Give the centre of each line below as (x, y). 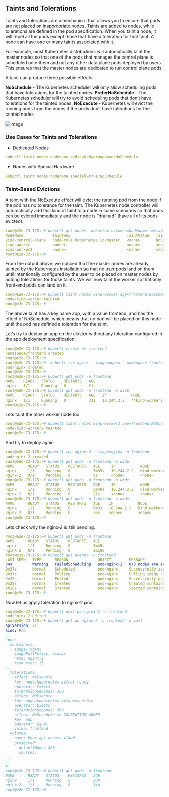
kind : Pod (16, 631)
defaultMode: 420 (37, 748)
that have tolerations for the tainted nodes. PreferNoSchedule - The (76, 92)
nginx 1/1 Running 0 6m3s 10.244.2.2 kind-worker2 (85, 508)
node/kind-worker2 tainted (33, 428)
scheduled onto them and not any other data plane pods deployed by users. (84, 62)
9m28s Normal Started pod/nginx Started (75, 588)
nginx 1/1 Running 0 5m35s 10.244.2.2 (70, 471)
